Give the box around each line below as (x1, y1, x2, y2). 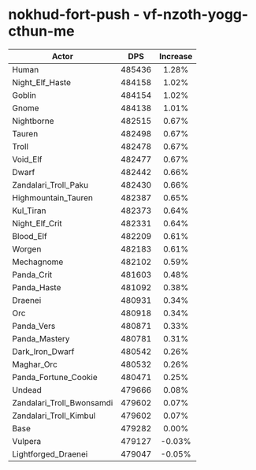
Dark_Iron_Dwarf (12, 345, 75, 356)
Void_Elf (12, 154, 43, 165)
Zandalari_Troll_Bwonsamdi (12, 397, 113, 408)
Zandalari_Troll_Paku (12, 179, 89, 190)
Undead (12, 384, 42, 395)
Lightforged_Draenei (12, 448, 88, 459)
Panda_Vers (12, 320, 56, 331)
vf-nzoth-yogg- (143, 6, 249, 24)
